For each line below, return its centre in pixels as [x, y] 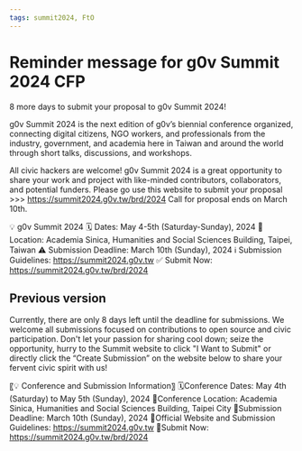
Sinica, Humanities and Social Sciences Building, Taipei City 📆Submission [146, 409]
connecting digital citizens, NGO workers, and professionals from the [137, 133]
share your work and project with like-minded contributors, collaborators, [146, 179]
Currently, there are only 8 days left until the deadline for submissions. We [147, 320]
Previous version [58, 298]
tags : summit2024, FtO [52, 18]
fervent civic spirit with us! [59, 368]
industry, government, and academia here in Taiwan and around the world [146, 143]
